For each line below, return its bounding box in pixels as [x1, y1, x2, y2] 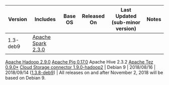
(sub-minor [111, 19, 141, 25]
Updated [115, 12, 137, 19]
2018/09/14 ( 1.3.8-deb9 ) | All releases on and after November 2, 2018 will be [5, 69, 163, 75]
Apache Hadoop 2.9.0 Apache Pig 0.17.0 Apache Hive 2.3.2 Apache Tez [5, 59, 153, 64]
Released [82, 12, 105, 19]
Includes [34, 16, 56, 22]
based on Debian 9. [5, 75, 46, 80]
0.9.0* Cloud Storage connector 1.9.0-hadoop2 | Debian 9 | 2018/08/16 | [5, 64, 156, 70]
